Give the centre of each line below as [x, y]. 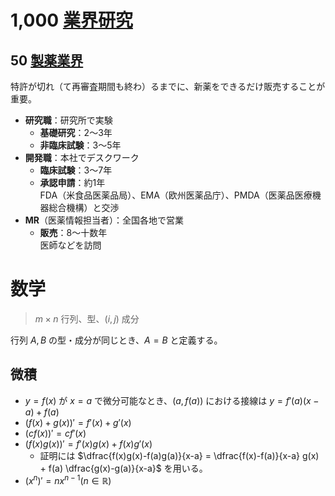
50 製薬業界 [47, 60]
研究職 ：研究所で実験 [68, 120]
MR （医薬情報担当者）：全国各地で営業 [104, 220]
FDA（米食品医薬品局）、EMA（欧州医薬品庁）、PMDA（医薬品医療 [176, 195]
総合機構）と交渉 [84, 207]
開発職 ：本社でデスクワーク [82, 157]
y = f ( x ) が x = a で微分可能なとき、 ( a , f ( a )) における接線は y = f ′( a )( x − [172, 400]
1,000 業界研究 [71, 20]
